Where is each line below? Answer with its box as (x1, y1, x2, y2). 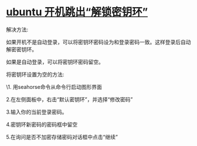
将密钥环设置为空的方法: (6, 71, 64, 78)
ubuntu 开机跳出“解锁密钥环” (6, 5, 148, 19)
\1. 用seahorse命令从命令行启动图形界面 (6, 83, 103, 90)
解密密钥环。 (6, 45, 37, 53)
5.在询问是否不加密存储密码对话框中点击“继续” (6, 133, 118, 140)
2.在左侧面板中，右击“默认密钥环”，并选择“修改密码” (6, 95, 133, 103)
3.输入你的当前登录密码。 (6, 108, 67, 115)
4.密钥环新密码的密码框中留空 (6, 121, 78, 128)
